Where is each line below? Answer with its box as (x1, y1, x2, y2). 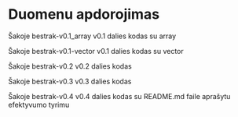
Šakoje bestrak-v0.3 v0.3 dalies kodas (8, 76, 132, 86)
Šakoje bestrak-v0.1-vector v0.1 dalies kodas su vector (8, 46, 185, 55)
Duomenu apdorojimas (8, 5, 159, 23)
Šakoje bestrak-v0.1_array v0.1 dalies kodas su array (8, 31, 177, 41)
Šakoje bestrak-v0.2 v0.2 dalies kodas (8, 61, 132, 71)
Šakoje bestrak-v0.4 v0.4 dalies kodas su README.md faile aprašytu (8, 91, 231, 101)
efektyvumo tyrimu (8, 100, 70, 109)
